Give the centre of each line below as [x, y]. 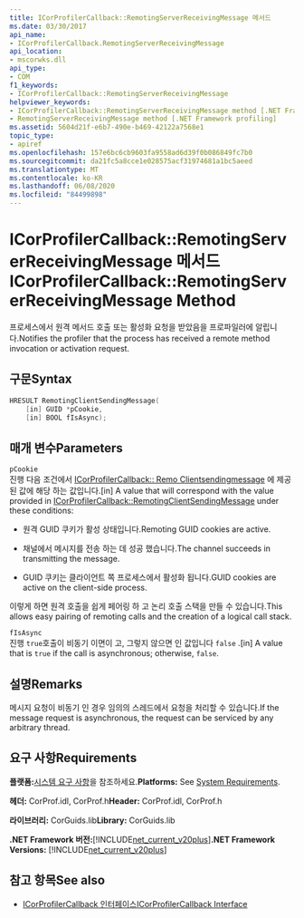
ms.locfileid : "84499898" [58, 195]
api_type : [28, 69]
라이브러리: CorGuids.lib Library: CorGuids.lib [92, 820]
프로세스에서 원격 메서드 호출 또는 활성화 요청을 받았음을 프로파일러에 [131, 326]
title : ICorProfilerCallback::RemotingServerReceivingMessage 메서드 [140, 18]
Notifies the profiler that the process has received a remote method [144, 338]
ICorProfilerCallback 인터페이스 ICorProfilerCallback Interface [135, 904]
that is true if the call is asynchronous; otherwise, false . [114, 653]
